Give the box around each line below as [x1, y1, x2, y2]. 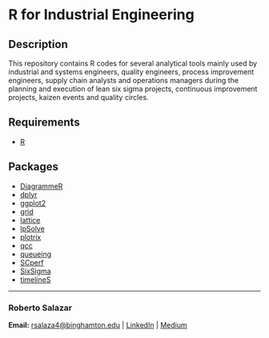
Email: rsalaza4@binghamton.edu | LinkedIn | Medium [8, 320, 188, 329]
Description [8, 38, 68, 51]
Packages [8, 160, 58, 173]
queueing [19, 249, 52, 259]
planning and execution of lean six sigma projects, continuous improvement [8, 84, 258, 93]
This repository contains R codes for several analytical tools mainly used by [8, 58, 258, 68]
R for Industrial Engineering [8, 6, 195, 24]
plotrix [19, 232, 42, 241]
